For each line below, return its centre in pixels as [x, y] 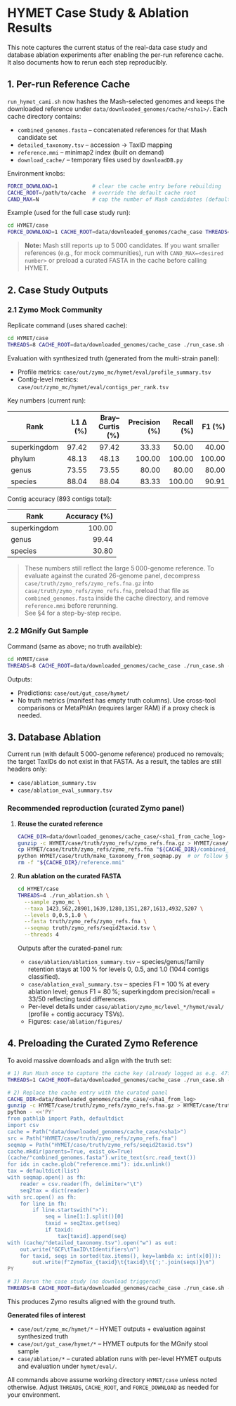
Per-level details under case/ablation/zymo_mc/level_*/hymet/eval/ [126, 1007]
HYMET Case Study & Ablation [98, 13]
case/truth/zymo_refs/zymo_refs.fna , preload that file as [107, 590]
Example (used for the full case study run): [69, 213]
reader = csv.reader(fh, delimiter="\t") [81, 1184]
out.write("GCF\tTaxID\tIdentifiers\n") [80, 1249]
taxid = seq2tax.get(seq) [83, 1223]
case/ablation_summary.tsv [57, 783]
